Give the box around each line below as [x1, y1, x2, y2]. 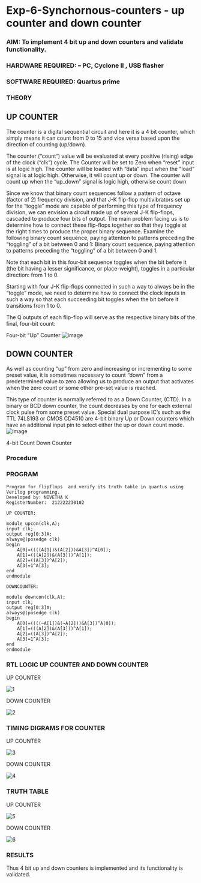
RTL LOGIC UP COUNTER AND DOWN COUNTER [6, 660, 149, 669]
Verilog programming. [6, 489, 61, 495]
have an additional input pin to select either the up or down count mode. [6, 421, 184, 428]
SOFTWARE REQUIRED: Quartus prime [6, 77, 120, 86]
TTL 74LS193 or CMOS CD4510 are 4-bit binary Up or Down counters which [6, 415, 194, 422]
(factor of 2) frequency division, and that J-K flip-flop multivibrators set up [6, 196, 191, 203]
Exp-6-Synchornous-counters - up [6, 4, 185, 17]
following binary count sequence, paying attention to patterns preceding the [6, 234, 195, 241]
